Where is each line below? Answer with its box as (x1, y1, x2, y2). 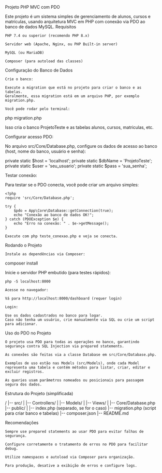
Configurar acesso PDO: (5, 134, 54, 140)
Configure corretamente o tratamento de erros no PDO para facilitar (5, 442, 148, 447)
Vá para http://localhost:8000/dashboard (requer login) (5, 296, 122, 301)
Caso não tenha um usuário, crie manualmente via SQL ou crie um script (5, 317, 155, 322)
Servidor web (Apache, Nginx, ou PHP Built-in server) (5, 42, 118, 47)
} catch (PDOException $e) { (5, 217, 64, 222)
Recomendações (5, 420, 39, 425)
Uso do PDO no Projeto (5, 330, 52, 336)
